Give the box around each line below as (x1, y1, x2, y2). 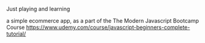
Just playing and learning (6, 6, 70, 12)
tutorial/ (6, 30, 26, 37)
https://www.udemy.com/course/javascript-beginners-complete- (26, 24, 190, 31)
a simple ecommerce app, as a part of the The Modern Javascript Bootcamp (6, 17, 199, 24)
